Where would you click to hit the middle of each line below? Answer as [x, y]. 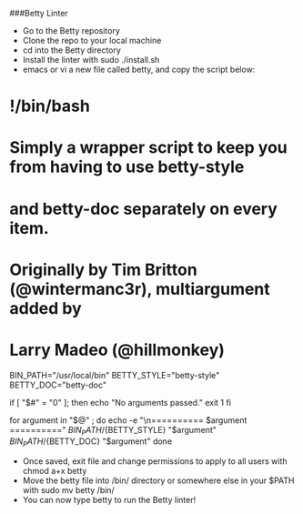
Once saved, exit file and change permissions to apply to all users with [155, 461]
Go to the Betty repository [71, 30]
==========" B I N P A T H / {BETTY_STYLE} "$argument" [113, 431]
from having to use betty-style [127, 167]
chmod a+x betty [55, 471]
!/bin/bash [50, 106]
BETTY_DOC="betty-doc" [58, 385]
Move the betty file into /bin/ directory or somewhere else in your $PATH [158, 480]
